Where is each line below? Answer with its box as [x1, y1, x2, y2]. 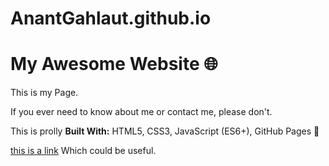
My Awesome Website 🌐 [10, 53, 218, 76]
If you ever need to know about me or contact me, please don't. [10, 106, 273, 118]
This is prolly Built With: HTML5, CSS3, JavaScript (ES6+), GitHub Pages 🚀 [10, 125, 320, 137]
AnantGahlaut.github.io [10, 7, 212, 30]
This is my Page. [10, 87, 79, 99]
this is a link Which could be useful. [10, 145, 157, 157]
